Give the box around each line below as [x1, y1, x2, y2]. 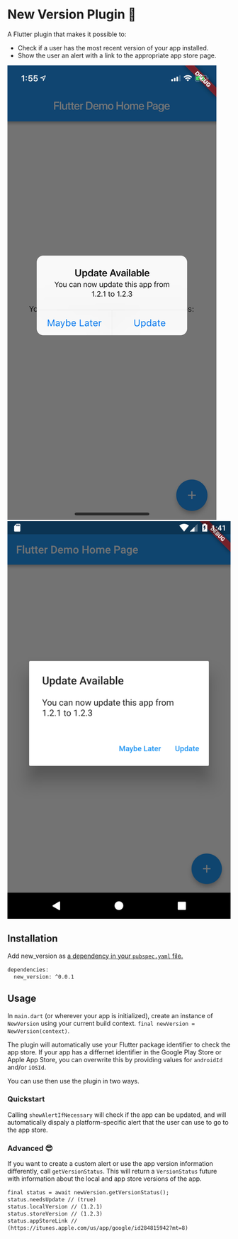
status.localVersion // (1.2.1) [7, 1203, 103, 1211]
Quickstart [7, 1094, 45, 1104]
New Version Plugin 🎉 [7, 6, 137, 23]
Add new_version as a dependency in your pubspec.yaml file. [7, 951, 183, 960]
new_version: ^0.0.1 [13, 973, 74, 981]
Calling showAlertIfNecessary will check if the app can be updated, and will [7, 1110, 227, 1119]
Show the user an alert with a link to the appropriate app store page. [17, 51, 217, 60]
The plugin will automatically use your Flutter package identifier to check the [7, 1040, 231, 1049]
